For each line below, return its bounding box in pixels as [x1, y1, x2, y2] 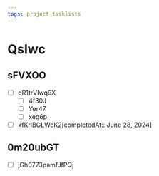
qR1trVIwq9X [17, 88, 56, 97]
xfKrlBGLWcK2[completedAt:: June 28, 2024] [17, 120, 152, 129]
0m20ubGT [7, 142, 60, 154]
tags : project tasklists [7, 10, 81, 18]
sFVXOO [7, 69, 46, 82]
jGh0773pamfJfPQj [17, 160, 74, 169]
